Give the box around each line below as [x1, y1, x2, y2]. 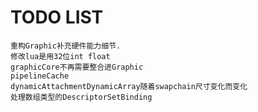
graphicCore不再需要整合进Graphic [10, 62, 144, 72]
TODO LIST [10, 6, 104, 29]
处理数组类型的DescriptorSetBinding [10, 92, 153, 102]
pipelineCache [10, 71, 70, 81]
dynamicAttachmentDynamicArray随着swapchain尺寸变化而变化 [10, 81, 248, 91]
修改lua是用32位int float [10, 51, 111, 61]
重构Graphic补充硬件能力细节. [10, 41, 122, 51]
